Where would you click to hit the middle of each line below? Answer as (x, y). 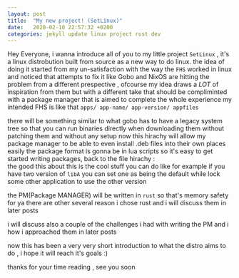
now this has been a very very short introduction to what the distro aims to (117, 246)
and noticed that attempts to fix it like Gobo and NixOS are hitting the (108, 77)
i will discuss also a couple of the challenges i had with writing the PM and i (118, 225)
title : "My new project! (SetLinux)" (65, 21)
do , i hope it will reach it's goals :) (58, 253)
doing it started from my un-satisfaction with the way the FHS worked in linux (119, 69)
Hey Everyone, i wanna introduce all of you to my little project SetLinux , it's (118, 54)
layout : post (27, 14)
